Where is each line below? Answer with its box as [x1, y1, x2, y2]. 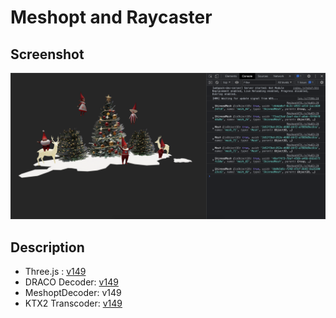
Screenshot [10, 46, 85, 63]
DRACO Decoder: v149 [24, 276, 119, 288]
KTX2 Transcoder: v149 [24, 297, 123, 310]
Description [10, 239, 85, 256]
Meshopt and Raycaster [10, 6, 213, 29]
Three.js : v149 [24, 266, 87, 278]
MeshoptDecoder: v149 [24, 287, 122, 299]
